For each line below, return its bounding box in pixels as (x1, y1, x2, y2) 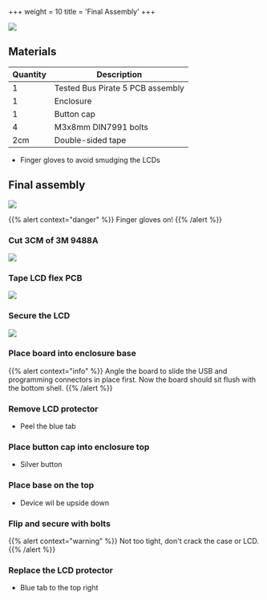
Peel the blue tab (19, 421, 76, 432)
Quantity (12, 68, 47, 79)
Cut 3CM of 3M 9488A (8, 234, 99, 245)
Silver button (19, 460, 63, 469)
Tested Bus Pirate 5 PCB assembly (54, 82, 184, 93)
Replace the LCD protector (8, 565, 114, 576)
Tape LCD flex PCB (8, 272, 83, 283)
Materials (8, 45, 57, 59)
